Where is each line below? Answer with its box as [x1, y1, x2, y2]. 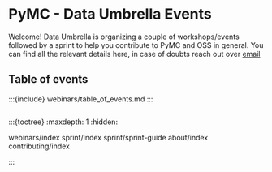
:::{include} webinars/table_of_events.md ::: [8, 94, 153, 104]
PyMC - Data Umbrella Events [8, 5, 213, 24]
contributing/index [8, 141, 71, 151]
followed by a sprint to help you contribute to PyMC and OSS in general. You [8, 40, 264, 49]
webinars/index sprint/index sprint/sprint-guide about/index [8, 132, 209, 142]
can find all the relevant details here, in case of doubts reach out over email [8, 49, 261, 58]
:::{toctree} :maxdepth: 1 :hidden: [8, 117, 119, 127]
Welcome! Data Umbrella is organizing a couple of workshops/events [8, 32, 240, 41]
